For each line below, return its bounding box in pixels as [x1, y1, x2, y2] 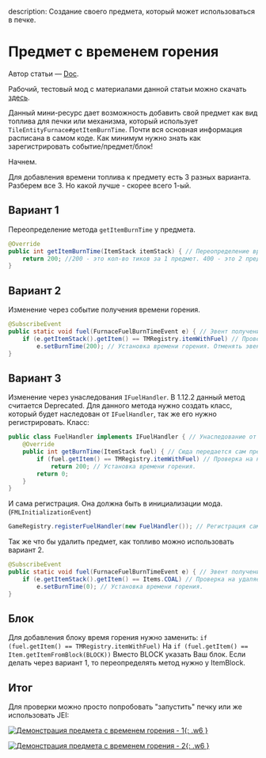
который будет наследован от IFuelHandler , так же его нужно [8, 409, 218, 419]
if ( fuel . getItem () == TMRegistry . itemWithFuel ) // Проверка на [36, 455, 253, 463]
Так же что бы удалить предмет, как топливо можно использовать [8, 537, 235, 547]
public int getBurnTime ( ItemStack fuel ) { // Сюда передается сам [22, 448, 246, 456]
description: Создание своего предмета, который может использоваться [8, 7, 256, 16]
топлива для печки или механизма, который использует [8, 116, 199, 126]
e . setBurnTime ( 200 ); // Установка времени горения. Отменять [36, 342, 243, 351]
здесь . [8, 93, 30, 102]
